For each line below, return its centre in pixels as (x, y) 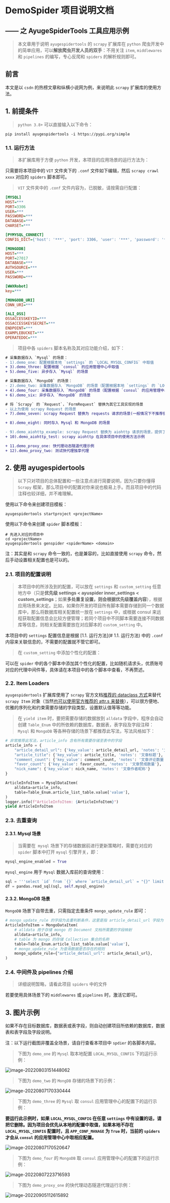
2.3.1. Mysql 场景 (23, 833)
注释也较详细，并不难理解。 (47, 494)
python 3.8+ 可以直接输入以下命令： (55, 124)
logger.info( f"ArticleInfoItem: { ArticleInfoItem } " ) (62, 802)
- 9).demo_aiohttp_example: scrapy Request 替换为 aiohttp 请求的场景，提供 (84, 432)
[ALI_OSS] (16, 314)
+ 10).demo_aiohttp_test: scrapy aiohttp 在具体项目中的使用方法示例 (75, 437)
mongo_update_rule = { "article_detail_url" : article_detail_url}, (83, 954)
